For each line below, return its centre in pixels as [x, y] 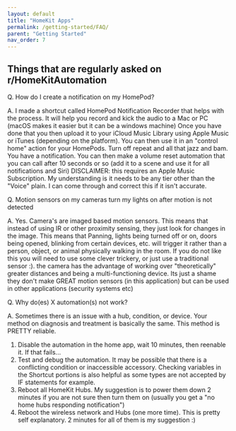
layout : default [31, 14]
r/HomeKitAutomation [57, 80]
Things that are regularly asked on [84, 69]
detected [20, 207]
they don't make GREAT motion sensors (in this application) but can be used [118, 281]
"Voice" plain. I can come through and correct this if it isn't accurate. [107, 185]
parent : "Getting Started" [47, 34]
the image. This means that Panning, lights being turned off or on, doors [112, 236]
